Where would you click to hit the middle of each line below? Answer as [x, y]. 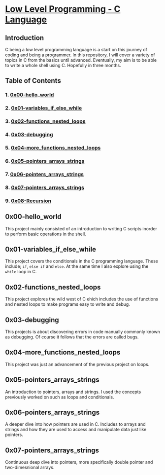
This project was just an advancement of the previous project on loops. [77, 364]
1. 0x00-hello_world [30, 95]
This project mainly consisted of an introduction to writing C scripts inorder [81, 228]
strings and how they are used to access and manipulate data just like [76, 430]
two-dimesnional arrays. [30, 468]
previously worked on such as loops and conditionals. [60, 397]
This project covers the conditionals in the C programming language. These [82, 261]
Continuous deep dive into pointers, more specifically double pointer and [79, 462]
